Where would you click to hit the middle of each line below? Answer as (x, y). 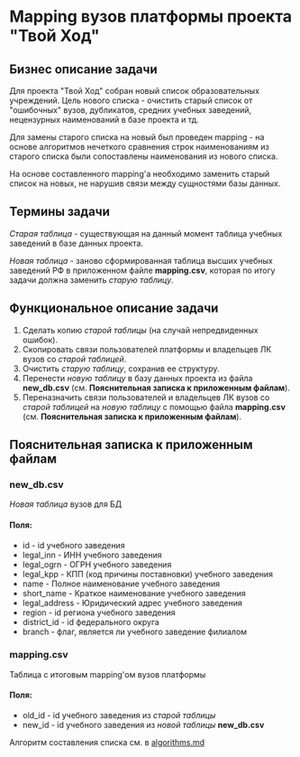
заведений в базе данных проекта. (77, 243)
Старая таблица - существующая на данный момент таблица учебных (146, 233)
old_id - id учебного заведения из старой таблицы (119, 715)
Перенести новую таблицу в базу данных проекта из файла (137, 378)
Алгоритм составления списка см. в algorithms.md (107, 743)
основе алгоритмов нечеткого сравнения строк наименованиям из (140, 147)
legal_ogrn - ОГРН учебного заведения (97, 564)
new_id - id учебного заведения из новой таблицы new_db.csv (143, 725)
